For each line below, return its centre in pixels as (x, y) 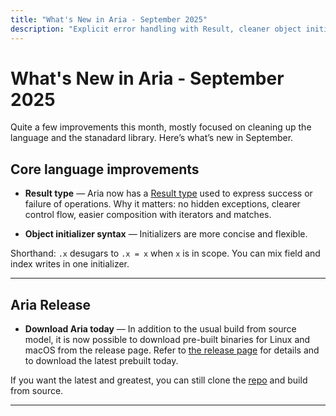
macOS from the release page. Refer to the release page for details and (172, 350)
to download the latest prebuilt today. (101, 361)
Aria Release (51, 304)
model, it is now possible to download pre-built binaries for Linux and (167, 340)
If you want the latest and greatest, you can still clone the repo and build (159, 380)
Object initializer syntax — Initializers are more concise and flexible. (166, 234)
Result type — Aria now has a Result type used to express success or (168, 193)
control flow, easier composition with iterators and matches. (148, 215)
